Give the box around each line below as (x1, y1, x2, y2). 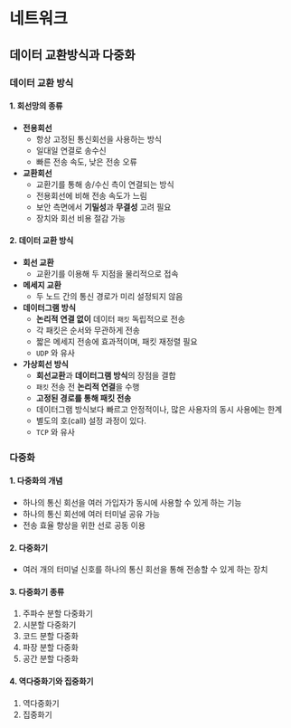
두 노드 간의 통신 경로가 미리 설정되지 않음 (35, 290, 183, 301)
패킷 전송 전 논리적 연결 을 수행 (35, 381, 140, 392)
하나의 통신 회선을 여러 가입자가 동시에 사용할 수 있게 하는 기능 (22, 497, 242, 508)
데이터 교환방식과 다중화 (9, 47, 136, 62)
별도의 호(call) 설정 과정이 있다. (35, 415, 147, 426)
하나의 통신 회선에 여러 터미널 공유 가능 (22, 508, 161, 520)
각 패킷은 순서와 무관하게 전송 (35, 325, 140, 336)
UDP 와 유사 (35, 347, 75, 358)
